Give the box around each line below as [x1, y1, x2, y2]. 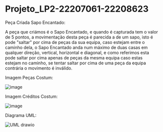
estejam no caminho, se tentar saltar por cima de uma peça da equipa [5, 60, 146, 66]
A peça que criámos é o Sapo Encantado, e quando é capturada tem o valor [5, 29, 158, 35]
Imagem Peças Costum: [5, 75, 53, 80]
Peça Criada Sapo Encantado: [5, 19, 66, 25]
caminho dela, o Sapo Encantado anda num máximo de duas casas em [5, 44, 148, 50]
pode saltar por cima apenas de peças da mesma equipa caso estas [5, 55, 143, 60]
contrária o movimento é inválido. [5, 65, 72, 71]
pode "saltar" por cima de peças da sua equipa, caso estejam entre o [5, 39, 145, 45]
